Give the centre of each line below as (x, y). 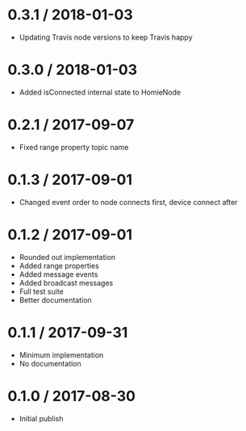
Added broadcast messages (66, 282)
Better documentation (55, 299)
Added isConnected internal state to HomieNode (100, 92)
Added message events (58, 274)
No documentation (50, 363)
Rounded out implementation (67, 257)
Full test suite (41, 291)
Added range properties (59, 266)
